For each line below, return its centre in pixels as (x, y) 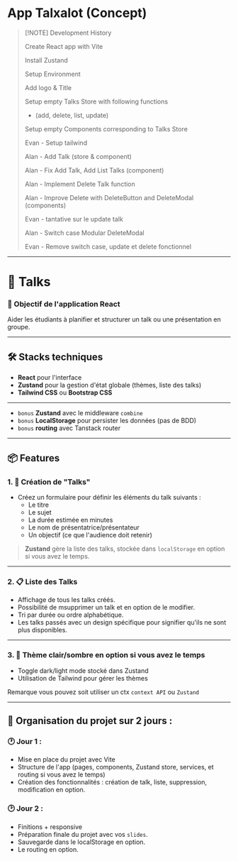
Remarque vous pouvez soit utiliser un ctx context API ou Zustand (103, 692)
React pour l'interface (50, 378)
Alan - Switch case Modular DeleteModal (84, 233)
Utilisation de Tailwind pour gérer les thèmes (83, 678)
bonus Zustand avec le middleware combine (80, 413)
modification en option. (51, 790)
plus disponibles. (42, 630)
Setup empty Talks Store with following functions (96, 102)
